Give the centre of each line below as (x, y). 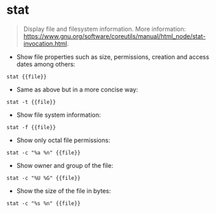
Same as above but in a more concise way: (77, 89)
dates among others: (46, 64)
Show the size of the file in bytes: (64, 190)
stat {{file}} (27, 77)
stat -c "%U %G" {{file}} (43, 178)
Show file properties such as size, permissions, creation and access (113, 56)
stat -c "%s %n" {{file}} (43, 203)
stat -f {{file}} (31, 127)
